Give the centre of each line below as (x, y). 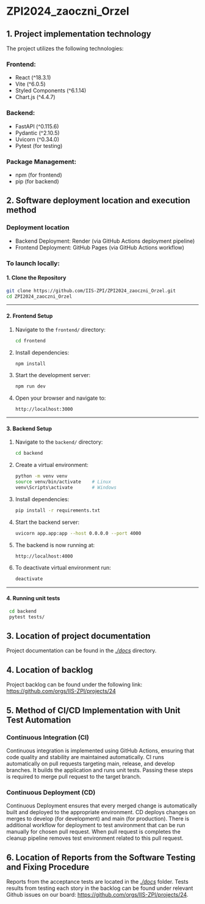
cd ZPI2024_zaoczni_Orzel (39, 296)
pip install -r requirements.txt (58, 510)
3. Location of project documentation (78, 636)
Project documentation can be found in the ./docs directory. (81, 651)
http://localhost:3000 (44, 410)
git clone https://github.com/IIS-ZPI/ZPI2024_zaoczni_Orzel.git (91, 291)
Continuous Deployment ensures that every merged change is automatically (102, 806)
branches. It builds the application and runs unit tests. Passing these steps (100, 770)
